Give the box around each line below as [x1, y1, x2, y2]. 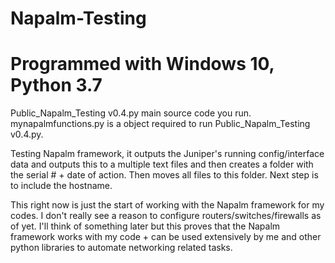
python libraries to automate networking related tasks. [10, 242, 233, 254]
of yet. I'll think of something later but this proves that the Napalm [10, 220, 281, 232]
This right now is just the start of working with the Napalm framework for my [10, 199, 325, 211]
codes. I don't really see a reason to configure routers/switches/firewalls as [10, 210, 322, 222]
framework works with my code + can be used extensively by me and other [10, 231, 322, 243]
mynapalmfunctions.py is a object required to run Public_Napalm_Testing [10, 118, 311, 130]
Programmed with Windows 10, [10, 53, 275, 76]
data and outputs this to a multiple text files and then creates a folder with [10, 158, 314, 171]
